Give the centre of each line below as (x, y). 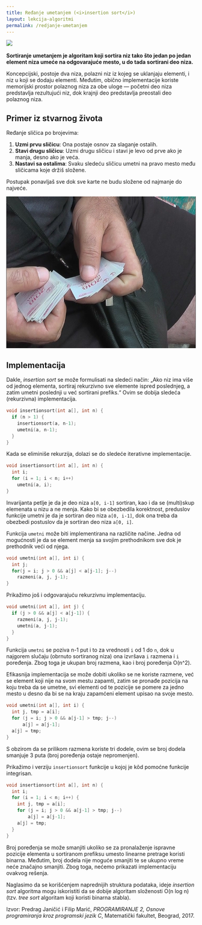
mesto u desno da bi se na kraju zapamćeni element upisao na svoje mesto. (100, 694)
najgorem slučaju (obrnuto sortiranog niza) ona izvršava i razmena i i (93, 656)
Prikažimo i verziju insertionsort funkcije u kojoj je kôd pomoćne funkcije (98, 767)
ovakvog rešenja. (28, 873)
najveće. (17, 188)
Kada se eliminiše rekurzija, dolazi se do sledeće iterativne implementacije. (99, 454)
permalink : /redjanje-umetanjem (47, 25)
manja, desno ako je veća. (47, 157)
